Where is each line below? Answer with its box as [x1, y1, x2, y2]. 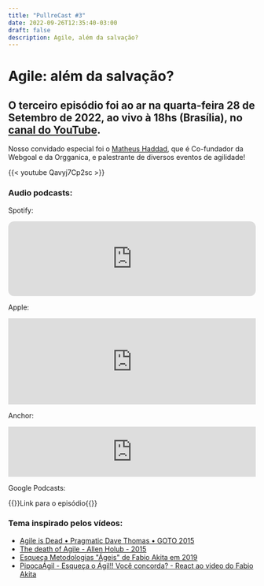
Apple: [8, 302, 30, 312]
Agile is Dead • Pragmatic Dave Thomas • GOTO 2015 [19, 536, 195, 545]
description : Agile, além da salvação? [8, 33, 139, 42]
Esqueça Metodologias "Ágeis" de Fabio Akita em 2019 [19, 552, 198, 562]
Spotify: [8, 206, 34, 215]
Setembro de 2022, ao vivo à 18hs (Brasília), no [8, 111, 244, 124]
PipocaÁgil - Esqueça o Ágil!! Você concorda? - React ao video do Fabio [19, 561, 254, 570]
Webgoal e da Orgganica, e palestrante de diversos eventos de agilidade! [8, 153, 246, 162]
